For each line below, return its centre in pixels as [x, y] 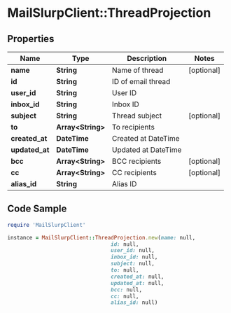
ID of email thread [141, 82]
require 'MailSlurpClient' [47, 225]
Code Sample [37, 209]
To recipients [133, 127]
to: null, [125, 270]
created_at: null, [138, 277]
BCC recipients [136, 161]
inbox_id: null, [134, 257]
